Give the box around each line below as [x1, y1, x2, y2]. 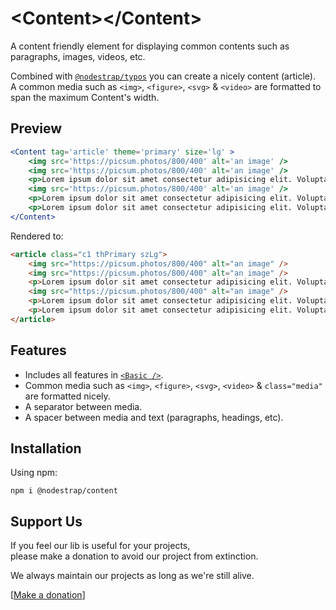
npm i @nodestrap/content [10, 486, 118, 496]
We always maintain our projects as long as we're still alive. [10, 570, 255, 582]
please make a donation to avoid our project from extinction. [10, 550, 259, 562]
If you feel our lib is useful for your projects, [10, 540, 191, 552]
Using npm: [10, 467, 58, 479]
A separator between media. [24, 400, 143, 412]
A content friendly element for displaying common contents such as [10, 40, 290, 52]
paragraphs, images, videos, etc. [10, 50, 146, 62]
